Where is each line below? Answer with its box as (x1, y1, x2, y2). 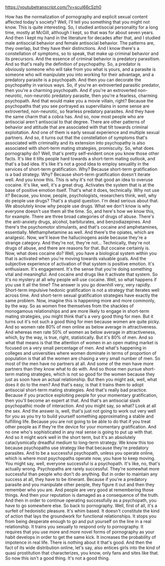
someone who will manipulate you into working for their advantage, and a (5, 72, 154, 77)
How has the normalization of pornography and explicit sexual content (5, 14, 148, 19)
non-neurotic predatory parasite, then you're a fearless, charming (24, 93, 158, 98)
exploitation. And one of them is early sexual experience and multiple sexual (5, 130, 160, 135)
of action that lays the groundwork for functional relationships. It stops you (5, 513, 157, 519)
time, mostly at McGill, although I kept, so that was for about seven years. (5, 30, 154, 35)
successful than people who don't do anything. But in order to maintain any (5, 471, 158, 477)
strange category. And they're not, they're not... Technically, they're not (5, 240, 150, 245)
